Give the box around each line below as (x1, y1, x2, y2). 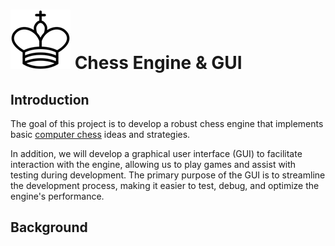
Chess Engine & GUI (74, 52, 243, 74)
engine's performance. (10, 190, 105, 202)
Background (10, 219, 88, 236)
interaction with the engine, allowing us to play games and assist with (10, 159, 297, 170)
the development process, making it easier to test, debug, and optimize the (10, 180, 320, 191)
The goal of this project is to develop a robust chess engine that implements (10, 118, 324, 129)
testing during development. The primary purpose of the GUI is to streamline (10, 169, 326, 181)
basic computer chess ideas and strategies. (10, 129, 191, 140)
